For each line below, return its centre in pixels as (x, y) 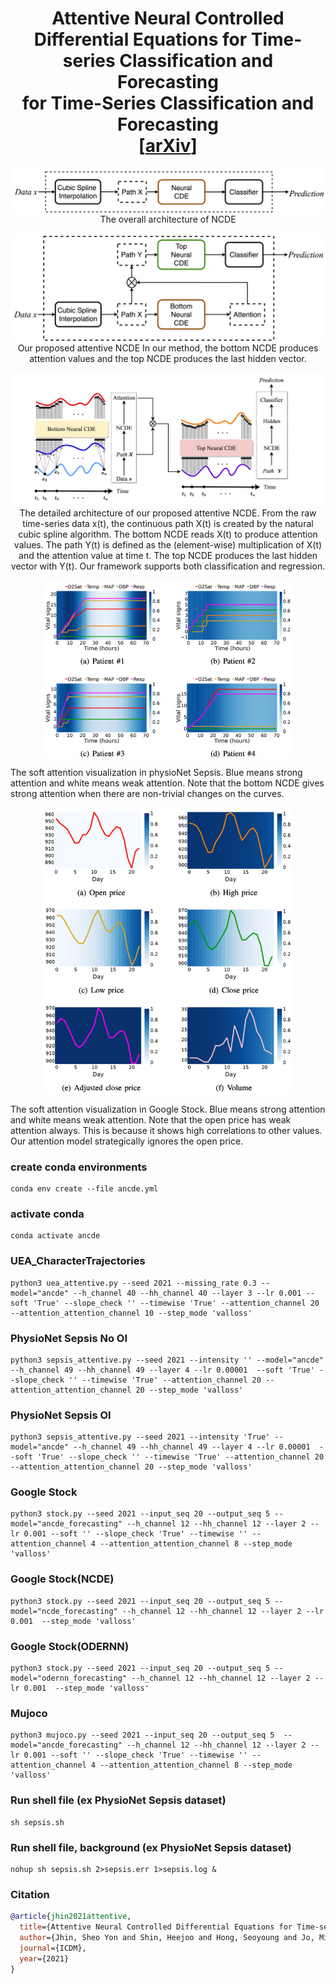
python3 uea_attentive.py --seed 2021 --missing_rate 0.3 (133, 1283)
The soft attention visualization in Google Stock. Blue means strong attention (168, 1109)
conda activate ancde (55, 1236)
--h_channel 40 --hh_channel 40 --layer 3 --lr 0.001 (187, 1293)
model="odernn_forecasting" (69, 1678)
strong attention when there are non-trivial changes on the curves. (147, 794)
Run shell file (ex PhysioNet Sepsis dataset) (118, 1800)
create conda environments (79, 1167)
